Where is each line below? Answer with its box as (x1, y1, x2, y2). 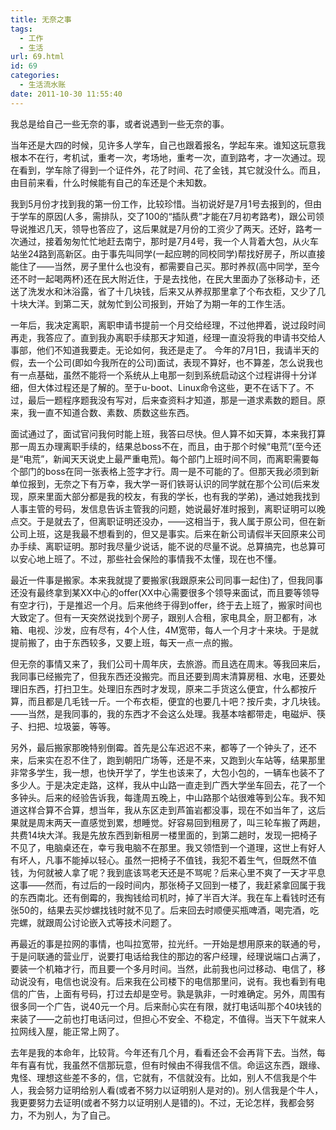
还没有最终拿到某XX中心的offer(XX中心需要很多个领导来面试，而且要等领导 (10, 586, 320, 598)
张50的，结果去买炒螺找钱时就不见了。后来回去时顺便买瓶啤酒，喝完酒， (10, 904, 311, 916)
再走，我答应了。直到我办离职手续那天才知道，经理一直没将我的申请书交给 (10, 331, 317, 343)
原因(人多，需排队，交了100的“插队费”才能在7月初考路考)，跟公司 (44, 210, 316, 222)
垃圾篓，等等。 (53, 720, 116, 732)
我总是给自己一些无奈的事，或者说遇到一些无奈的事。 (10, 117, 230, 130)
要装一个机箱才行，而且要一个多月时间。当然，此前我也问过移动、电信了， (10, 962, 317, 975)
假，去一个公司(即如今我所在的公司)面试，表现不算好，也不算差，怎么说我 (10, 356, 315, 368)
